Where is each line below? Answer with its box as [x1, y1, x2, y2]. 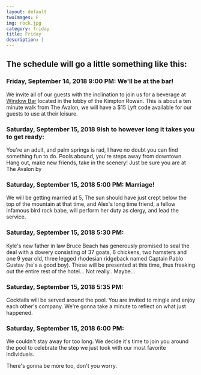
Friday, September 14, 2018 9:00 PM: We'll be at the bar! [6, 77, 174, 85]
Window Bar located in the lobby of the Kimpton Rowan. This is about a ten [6, 97, 191, 104]
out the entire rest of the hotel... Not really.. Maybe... [6, 267, 136, 274]
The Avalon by [6, 165, 42, 172]
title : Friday [6, 31, 42, 37]
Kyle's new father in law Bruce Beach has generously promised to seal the [6, 242, 190, 249]
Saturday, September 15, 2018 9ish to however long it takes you [6, 125, 195, 133]
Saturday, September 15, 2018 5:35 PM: [6, 282, 124, 291]
